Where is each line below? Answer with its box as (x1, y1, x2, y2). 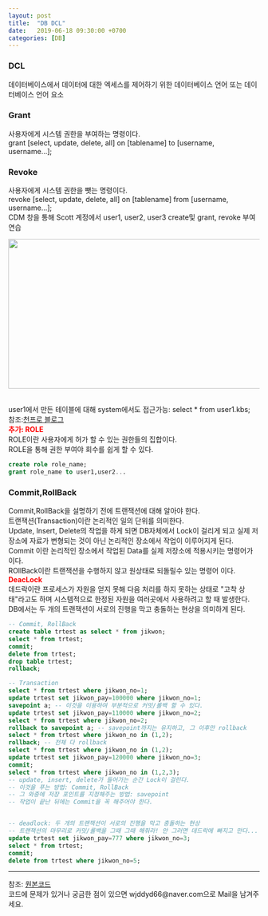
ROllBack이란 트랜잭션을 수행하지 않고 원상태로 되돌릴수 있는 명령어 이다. (8, 566, 236, 576)
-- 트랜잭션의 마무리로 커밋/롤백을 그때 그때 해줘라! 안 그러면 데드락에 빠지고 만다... (8, 827, 258, 835)
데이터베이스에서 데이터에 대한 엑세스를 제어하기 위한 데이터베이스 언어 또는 (8, 79, 243, 89)
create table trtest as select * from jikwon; (8, 628, 166, 636)
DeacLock (8, 575, 42, 585)
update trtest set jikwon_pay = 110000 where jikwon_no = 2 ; (8, 708, 202, 717)
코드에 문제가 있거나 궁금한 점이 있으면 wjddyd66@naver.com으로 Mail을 (8, 890, 238, 899)
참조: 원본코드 (8, 879, 52, 889)
